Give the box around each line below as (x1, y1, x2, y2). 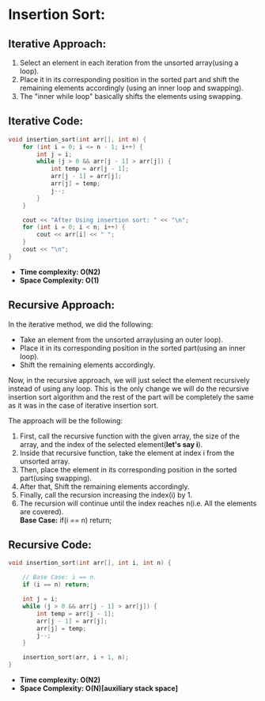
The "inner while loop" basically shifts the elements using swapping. (19, 92, 243, 100)
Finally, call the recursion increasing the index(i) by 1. (19, 490, 192, 499)
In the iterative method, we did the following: (8, 319, 153, 329)
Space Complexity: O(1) (19, 275, 100, 285)
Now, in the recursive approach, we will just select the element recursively (8, 375, 251, 385)
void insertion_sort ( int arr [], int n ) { (8, 135, 147, 143)
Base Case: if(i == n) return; (19, 515, 112, 525)
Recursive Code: (8, 538, 93, 551)
